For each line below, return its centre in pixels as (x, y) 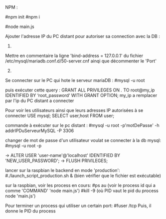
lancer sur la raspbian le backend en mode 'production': (63, 170)
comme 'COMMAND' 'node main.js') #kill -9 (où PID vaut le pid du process (82, 190)
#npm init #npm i (22, 17)
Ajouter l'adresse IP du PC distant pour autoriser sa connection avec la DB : (83, 36)
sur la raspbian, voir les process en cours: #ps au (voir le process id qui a (81, 185)
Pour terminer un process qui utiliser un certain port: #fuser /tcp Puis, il (78, 205)
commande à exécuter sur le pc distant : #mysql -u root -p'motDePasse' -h (82, 125)
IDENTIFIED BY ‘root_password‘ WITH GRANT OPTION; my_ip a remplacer (81, 95)
